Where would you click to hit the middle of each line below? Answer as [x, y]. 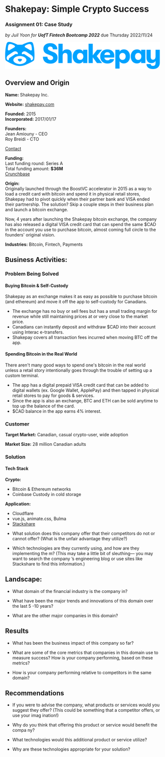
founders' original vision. [30, 234]
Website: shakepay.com [30, 104]
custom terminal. [22, 375]
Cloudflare [23, 514]
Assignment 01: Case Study [39, 25]
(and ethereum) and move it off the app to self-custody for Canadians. [76, 302]
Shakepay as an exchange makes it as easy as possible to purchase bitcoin [81, 296]
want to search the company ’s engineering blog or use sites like [77, 559]
